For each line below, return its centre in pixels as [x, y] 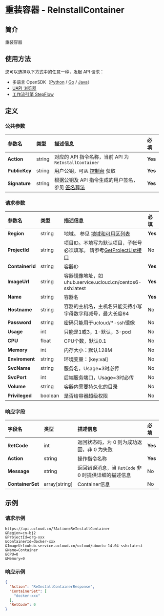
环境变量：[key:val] [86, 359]
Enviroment [21, 359]
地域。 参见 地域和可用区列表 [97, 234]
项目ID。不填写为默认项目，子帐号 [103, 243]
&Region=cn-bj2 [20, 533]
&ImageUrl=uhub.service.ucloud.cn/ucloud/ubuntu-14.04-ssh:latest [74, 546]
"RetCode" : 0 [23, 605]
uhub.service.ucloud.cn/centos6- [102, 282]
